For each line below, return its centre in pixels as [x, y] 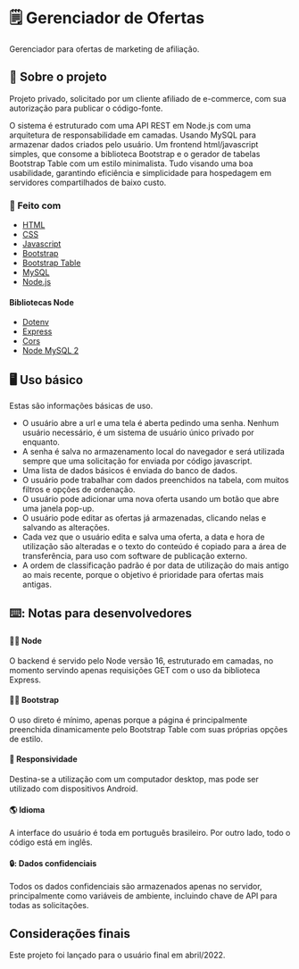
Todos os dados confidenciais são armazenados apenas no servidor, [136, 887]
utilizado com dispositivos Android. [74, 789]
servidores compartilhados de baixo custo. [88, 182]
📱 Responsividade [43, 759]
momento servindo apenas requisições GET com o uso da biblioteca [135, 670]
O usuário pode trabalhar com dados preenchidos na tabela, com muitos [155, 480]
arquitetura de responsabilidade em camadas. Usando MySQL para [133, 135]
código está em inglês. [51, 842]
